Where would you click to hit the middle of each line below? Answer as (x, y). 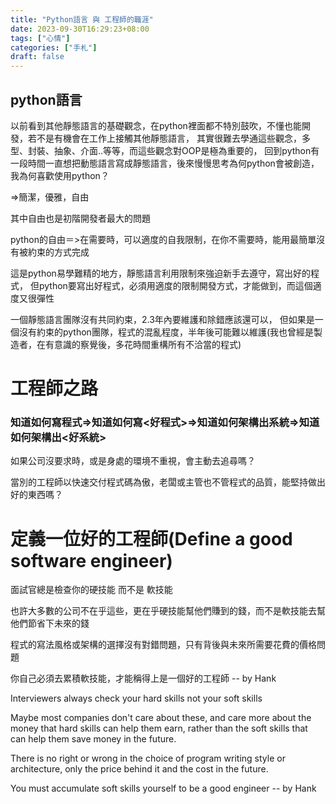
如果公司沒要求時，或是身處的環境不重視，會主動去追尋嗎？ (133, 461)
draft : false (37, 57)
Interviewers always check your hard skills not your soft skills (136, 698)
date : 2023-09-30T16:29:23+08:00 (80, 29)
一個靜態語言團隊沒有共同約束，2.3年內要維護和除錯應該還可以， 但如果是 (162, 319)
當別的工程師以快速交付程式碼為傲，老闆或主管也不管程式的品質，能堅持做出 (168, 482)
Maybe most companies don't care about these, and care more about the (161, 718)
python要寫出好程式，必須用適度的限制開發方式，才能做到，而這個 (175, 285)
